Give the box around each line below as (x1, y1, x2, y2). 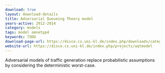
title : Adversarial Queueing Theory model (5, 16, 93, 21)
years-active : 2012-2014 (5, 21, 56, 26)
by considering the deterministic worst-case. (5, 62, 96, 68)
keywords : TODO (5, 35, 36, 40)
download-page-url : (5, 39, 45, 44)
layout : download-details (5, 12, 58, 17)
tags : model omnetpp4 (5, 30, 50, 35)
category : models (5, 25, 41, 30)
